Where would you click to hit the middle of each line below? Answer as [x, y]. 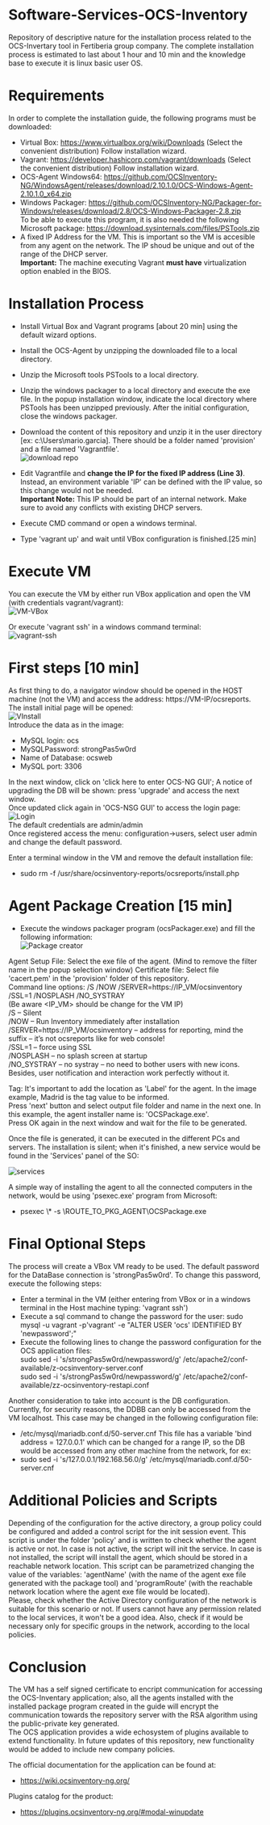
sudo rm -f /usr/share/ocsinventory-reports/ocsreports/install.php [129, 873]
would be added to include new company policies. [92, 1749]
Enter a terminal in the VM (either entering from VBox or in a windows [135, 1299]
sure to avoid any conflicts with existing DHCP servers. [111, 508]
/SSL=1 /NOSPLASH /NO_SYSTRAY [66, 995]
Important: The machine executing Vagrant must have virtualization [133, 262]
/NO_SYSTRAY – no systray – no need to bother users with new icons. [124, 1064]
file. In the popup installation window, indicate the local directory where [138, 398]
